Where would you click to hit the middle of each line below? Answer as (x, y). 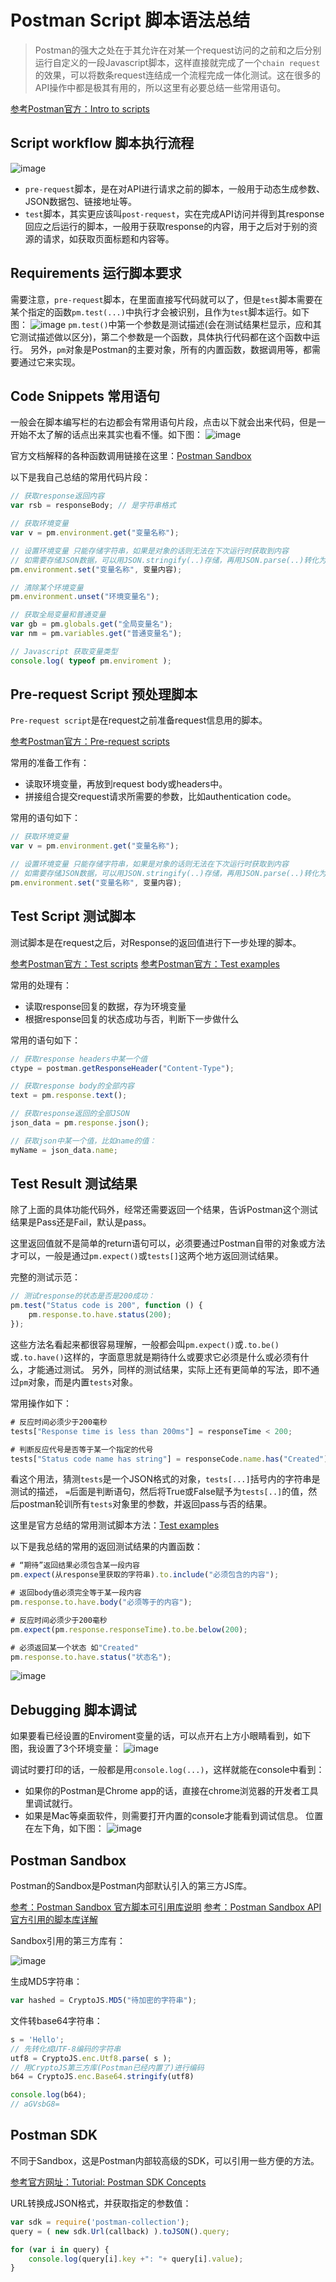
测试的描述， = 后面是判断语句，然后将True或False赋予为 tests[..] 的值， (159, 1492)
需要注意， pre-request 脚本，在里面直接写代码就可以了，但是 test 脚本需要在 (166, 299)
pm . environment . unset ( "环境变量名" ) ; (85, 597)
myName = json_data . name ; (64, 1150)
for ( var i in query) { (60, 2249)
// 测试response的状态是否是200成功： (83, 1296)
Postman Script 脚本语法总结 (130, 20)
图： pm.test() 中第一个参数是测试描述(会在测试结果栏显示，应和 (161, 324)
